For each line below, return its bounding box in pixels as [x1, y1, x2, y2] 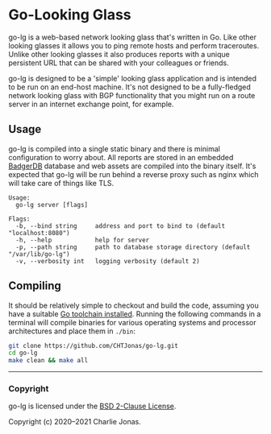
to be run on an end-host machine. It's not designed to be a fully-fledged [8, 82, 252, 92]
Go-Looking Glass [8, 6, 131, 24]
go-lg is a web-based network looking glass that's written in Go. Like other [8, 32, 256, 42]
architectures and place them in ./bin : [8, 326, 135, 336]
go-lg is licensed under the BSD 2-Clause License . [8, 401, 177, 411]
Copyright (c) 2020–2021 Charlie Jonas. [8, 417, 141, 427]
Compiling [8, 279, 62, 293]
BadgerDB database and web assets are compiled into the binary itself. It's [8, 161, 256, 171]
